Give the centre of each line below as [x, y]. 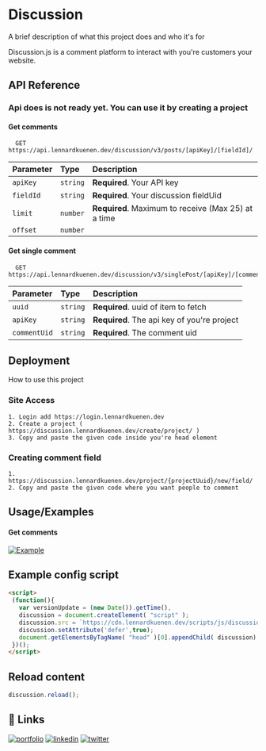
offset [25, 230]
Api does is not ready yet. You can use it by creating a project [128, 108]
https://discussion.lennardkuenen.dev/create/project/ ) [104, 431]
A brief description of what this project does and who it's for [106, 36]
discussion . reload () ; [44, 695]
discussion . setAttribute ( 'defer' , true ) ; [86, 630]
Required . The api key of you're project [165, 320]
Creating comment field [55, 458]
